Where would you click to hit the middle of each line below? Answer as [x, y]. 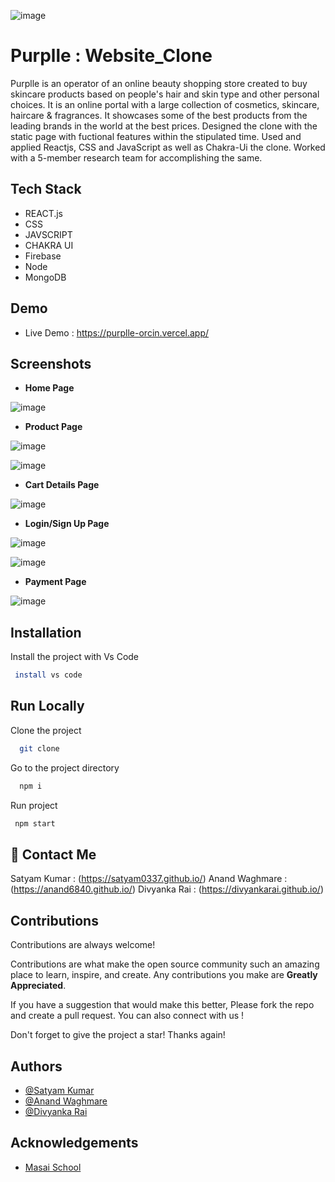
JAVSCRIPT [48, 234]
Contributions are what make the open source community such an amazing [165, 964]
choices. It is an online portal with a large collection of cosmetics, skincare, [165, 104]
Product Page [53, 427]
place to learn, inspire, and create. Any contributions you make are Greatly [164, 975]
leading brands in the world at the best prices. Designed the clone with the [164, 126]
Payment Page [55, 582]
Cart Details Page [62, 485]
